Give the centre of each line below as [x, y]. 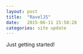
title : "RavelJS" [28, 17]
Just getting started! [30, 45]
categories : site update [36, 28]
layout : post [22, 11]
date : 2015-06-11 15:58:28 [41, 22]
